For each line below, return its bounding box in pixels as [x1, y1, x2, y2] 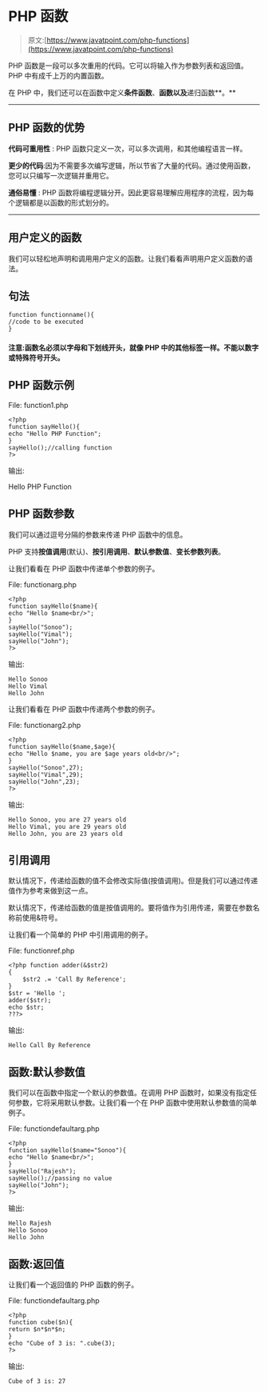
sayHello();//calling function [8, 443, 112, 452]
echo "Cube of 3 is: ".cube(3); [8, 1339, 116, 1348]
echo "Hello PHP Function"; [8, 430, 102, 438]
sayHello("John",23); [8, 778, 81, 786]
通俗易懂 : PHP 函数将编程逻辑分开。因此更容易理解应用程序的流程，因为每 [8, 187, 254, 197]
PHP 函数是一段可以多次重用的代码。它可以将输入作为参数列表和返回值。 [8, 61, 249, 70]
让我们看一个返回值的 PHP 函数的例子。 [8, 1280, 139, 1290]
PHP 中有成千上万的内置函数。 [8, 70, 109, 80]
